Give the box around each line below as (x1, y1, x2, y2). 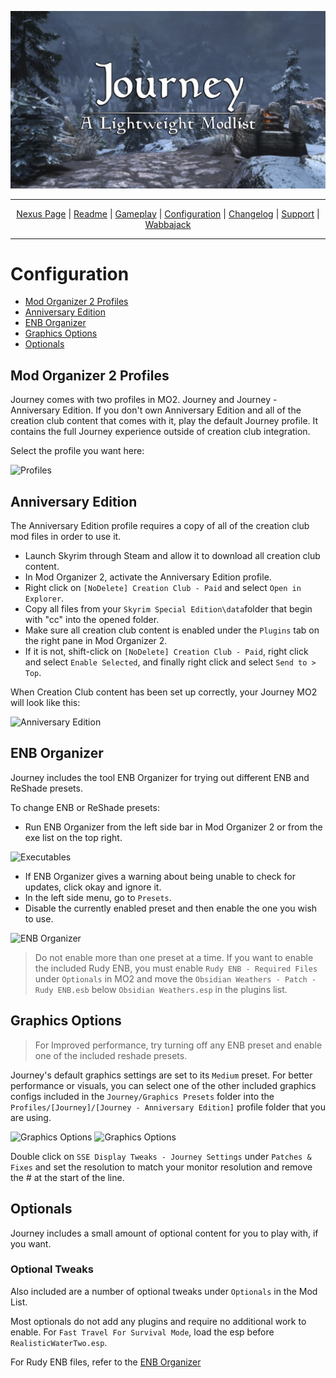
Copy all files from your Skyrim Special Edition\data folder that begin (24, 603, 313, 615)
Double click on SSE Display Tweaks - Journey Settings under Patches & (10, 1150, 312, 1162)
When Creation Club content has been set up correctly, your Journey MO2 (10, 686, 318, 698)
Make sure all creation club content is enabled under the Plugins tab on (24, 624, 320, 636)
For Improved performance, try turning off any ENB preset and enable (34, 1039, 323, 1051)
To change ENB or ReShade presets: (10, 801, 160, 813)
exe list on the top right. (24, 831, 123, 843)
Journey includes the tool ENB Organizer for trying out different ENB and (10, 771, 310, 783)
